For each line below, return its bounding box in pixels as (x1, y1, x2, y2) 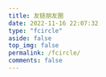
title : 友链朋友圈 (8, 11, 64, 20)
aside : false (8, 34, 52, 43)
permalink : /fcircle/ (8, 49, 81, 57)
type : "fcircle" (8, 26, 63, 34)
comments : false (8, 57, 63, 65)
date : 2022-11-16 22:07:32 (8, 19, 99, 27)
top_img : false (8, 42, 59, 50)
